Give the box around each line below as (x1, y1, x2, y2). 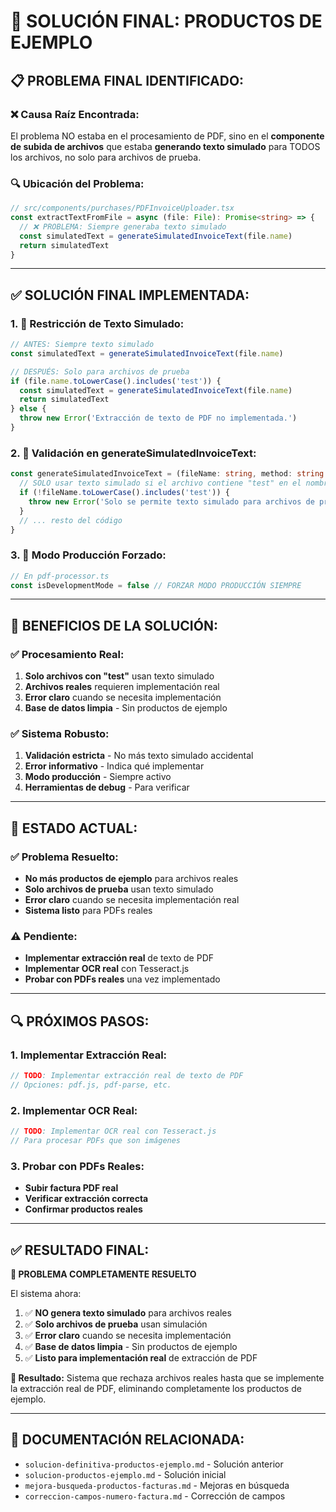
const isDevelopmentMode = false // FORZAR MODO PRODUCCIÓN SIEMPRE (10, 580, 302, 590)
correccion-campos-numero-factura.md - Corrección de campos (24, 1490, 286, 1502)
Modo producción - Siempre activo (24, 771, 172, 783)
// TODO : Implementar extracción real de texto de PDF (10, 1071, 244, 1081)
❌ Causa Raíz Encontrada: (10, 107, 140, 121)
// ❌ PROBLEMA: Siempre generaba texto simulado (19, 221, 227, 232)
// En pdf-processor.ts (10, 571, 110, 581)
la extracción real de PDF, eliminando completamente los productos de (10, 1383, 302, 1395)
